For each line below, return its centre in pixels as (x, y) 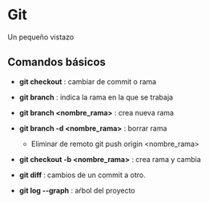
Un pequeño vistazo (41, 37)
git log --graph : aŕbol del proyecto (77, 190)
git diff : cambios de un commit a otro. (82, 175)
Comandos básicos (56, 62)
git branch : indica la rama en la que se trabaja (96, 97)
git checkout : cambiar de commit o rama (88, 81)
